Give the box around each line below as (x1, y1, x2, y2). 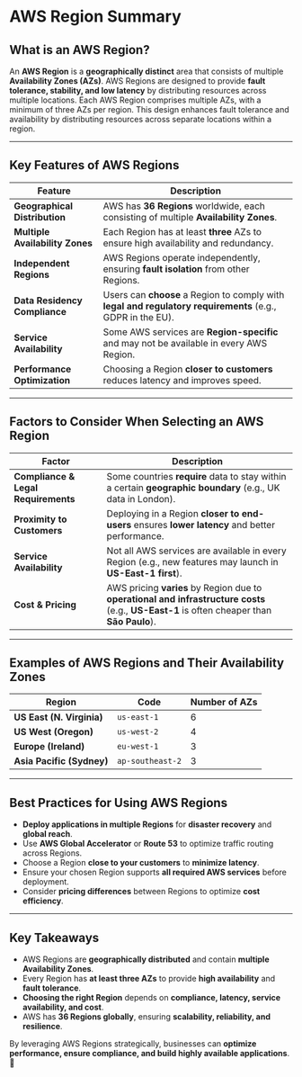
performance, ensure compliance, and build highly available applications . (9, 1048, 290, 1059)
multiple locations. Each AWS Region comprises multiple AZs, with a (9, 94, 262, 105)
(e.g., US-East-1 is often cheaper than (106, 604, 272, 616)
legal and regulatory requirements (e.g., (102, 300, 277, 312)
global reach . (22, 829, 74, 839)
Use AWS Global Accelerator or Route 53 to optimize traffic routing (22, 839, 274, 849)
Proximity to (13, 513, 67, 525)
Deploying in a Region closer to (106, 507, 240, 519)
